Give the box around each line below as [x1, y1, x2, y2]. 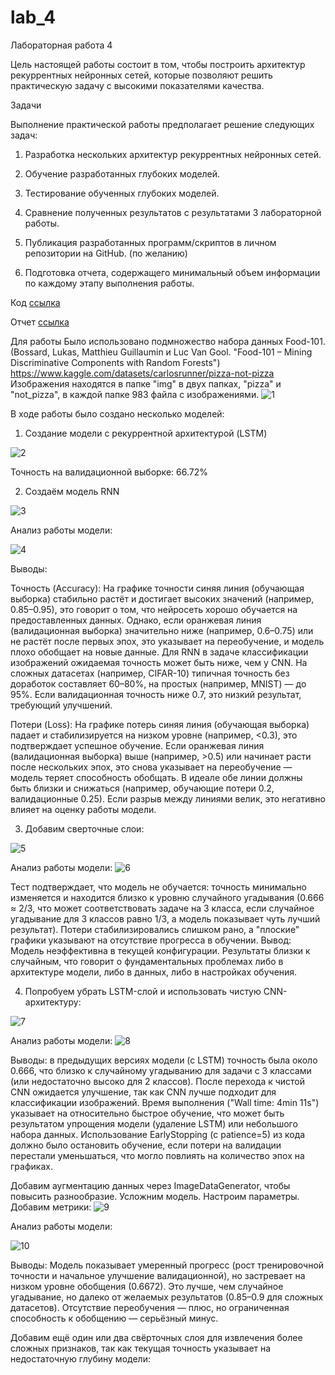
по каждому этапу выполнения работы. [24, 277, 195, 289]
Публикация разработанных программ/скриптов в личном [24, 236, 277, 248]
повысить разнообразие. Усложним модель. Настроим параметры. [10, 1190, 300, 1202]
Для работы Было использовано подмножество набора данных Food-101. [10, 335, 326, 347]
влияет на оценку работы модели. [10, 803, 157, 815]
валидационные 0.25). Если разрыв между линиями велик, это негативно [10, 792, 326, 805]
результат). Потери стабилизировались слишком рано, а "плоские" [10, 923, 300, 935]
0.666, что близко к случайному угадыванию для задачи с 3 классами [10, 1064, 312, 1076]
